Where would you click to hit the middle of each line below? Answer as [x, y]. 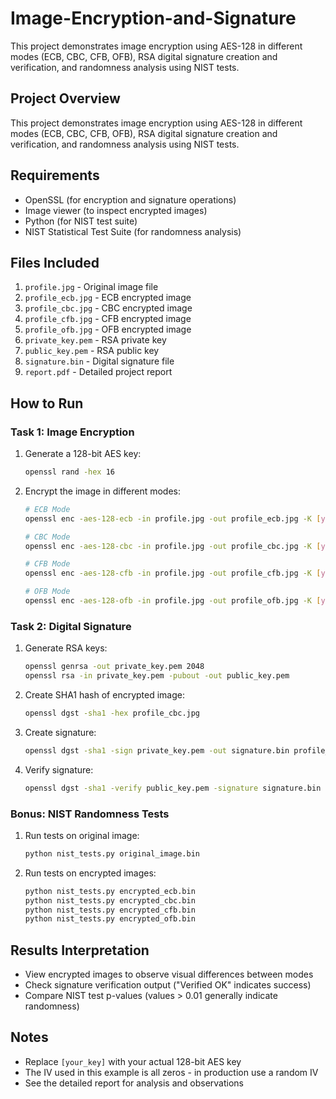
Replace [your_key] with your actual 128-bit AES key [133, 1061]
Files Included [55, 262]
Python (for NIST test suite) [81, 221]
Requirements [55, 175]
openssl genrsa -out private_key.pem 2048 [114, 667]
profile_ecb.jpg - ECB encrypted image [108, 298]
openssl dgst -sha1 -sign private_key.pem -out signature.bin [157, 750]
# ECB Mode [47, 509]
